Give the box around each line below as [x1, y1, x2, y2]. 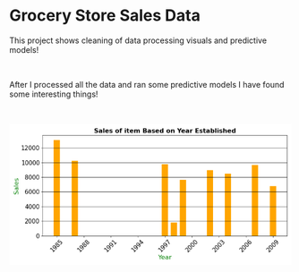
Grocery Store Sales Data [9, 5, 201, 26]
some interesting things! [9, 89, 98, 99]
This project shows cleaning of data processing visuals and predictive [9, 35, 267, 46]
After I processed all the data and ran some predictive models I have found [9, 79, 285, 89]
